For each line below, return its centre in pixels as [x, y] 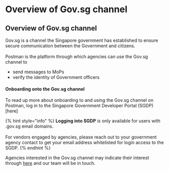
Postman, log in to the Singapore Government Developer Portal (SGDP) [79, 106]
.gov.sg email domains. [29, 126]
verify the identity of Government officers [56, 77]
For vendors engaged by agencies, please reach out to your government [81, 137]
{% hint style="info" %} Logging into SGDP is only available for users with [83, 121]
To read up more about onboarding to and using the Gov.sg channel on [79, 100]
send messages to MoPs [38, 72]
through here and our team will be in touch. [50, 163]
